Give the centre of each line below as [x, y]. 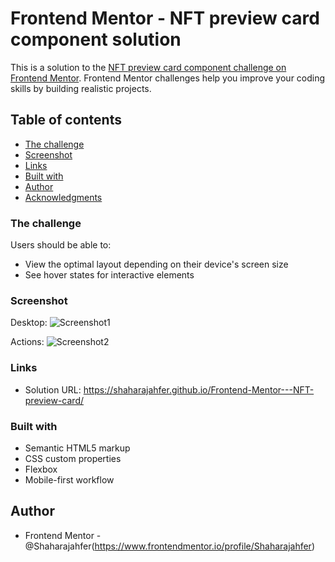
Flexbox [41, 469]
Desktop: [29, 323]
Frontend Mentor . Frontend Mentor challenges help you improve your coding [168, 78]
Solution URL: [53, 389]
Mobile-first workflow [69, 479]
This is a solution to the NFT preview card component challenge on [148, 67]
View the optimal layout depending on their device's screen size [156, 264]
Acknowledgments [63, 197]
